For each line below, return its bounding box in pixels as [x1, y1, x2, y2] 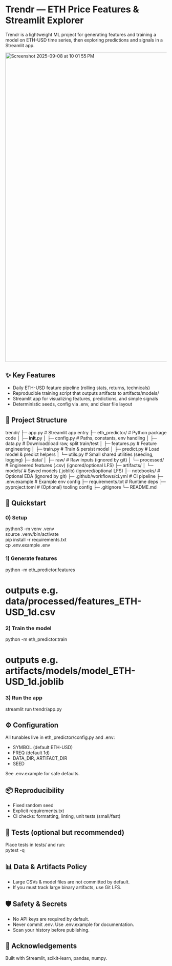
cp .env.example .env [5, 542, 50, 548]
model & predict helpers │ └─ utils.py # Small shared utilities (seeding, [5, 451, 154, 457]
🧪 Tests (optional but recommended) [5, 828, 124, 837]
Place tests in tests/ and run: [5, 841, 66, 848]
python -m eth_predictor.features [5, 567, 75, 573]
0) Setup [5, 514, 28, 521]
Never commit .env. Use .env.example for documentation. [12, 921, 135, 928]
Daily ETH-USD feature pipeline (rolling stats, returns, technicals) [12, 385, 150, 391]
